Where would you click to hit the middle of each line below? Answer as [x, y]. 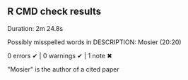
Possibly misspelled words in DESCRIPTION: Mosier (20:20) [94, 42]
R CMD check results [54, 12]
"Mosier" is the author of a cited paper [63, 69]
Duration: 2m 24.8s [35, 28]
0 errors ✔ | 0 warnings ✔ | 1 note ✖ [60, 55]
